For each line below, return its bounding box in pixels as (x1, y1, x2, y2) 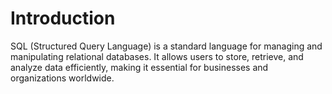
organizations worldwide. (10, 72, 115, 84)
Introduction (10, 7, 116, 30)
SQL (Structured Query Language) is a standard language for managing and (10, 40, 323, 52)
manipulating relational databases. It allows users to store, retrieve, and (10, 50, 304, 62)
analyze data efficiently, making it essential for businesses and (10, 61, 269, 73)
